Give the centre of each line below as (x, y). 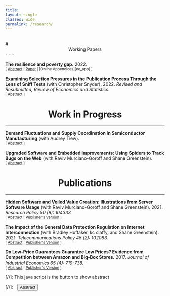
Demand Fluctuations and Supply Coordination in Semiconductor (75, 133)
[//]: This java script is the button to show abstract (57, 277)
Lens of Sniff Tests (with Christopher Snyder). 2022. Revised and (74, 84)
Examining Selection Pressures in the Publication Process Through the (81, 79)
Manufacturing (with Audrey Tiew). (42, 139)
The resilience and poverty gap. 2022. (46, 64)
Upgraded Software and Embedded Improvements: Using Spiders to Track (85, 153)
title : (12, 10)
